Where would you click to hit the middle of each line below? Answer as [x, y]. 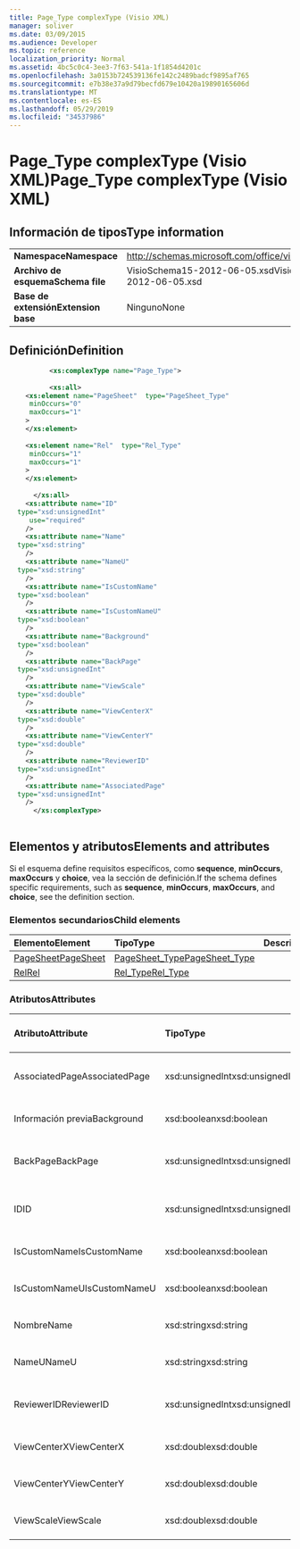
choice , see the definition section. [72, 896]
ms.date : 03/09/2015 [48, 34]
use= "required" [58, 520]
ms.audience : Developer [54, 42]
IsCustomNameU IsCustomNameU [85, 1288]
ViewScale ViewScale [58, 1520]
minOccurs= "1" [55, 454]
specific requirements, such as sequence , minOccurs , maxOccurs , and [142, 887]
